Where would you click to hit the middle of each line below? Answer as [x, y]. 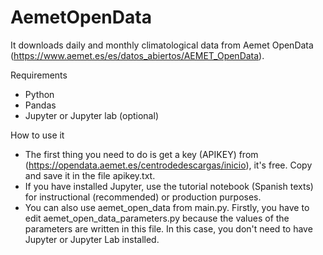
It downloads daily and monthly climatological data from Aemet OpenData [162, 45]
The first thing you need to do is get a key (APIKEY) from [141, 154]
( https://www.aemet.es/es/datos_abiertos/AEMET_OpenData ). [137, 55]
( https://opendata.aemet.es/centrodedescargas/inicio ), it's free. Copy [168, 165]
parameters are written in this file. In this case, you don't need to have [168, 228]
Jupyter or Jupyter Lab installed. [92, 239]
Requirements [39, 75]
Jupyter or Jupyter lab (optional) [91, 115]
